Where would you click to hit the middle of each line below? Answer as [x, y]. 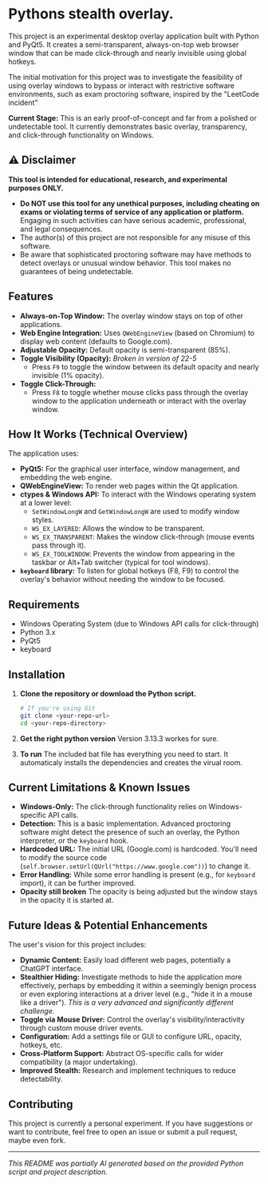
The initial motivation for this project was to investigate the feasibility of [126, 77]
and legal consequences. [61, 229]
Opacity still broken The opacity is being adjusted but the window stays [138, 891]
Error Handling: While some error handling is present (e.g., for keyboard [138, 875]
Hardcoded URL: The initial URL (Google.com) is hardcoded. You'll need [138, 849]
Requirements [44, 604]
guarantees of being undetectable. [77, 271]
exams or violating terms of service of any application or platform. [132, 212]
